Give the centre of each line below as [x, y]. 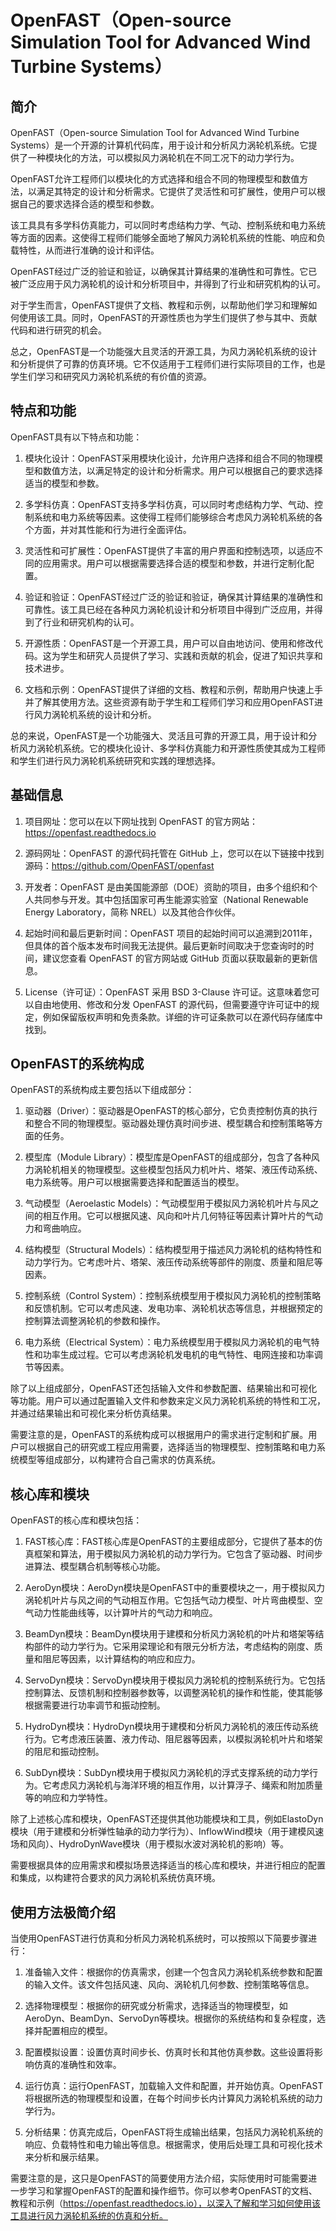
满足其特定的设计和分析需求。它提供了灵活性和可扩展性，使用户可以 [176, 191]
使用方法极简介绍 [63, 1912]
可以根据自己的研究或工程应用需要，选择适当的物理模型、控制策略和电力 [167, 1447]
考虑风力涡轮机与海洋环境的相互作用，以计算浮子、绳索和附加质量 [187, 1785]
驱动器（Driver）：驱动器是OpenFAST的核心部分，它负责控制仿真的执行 [171, 1111]
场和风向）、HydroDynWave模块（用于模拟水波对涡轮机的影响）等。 [150, 1844]
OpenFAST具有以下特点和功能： [76, 437]
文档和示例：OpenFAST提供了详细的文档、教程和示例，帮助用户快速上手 [174, 689]
